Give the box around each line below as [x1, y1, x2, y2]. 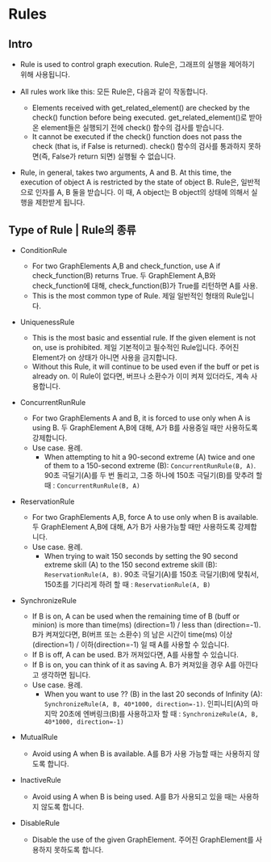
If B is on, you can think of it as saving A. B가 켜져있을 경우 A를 [31, 660, 237, 670]
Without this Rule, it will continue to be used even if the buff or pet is [31, 361, 260, 371]
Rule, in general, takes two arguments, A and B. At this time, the [19, 167, 232, 177]
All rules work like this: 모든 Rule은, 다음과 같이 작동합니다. [19, 87, 208, 96]
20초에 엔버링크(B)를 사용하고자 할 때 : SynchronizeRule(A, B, [59, 708, 260, 718]
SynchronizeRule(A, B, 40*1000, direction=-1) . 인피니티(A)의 [44, 699, 250, 708]
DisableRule [19, 818, 60, 827]
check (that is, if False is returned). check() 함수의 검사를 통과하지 [31, 142, 247, 150]
